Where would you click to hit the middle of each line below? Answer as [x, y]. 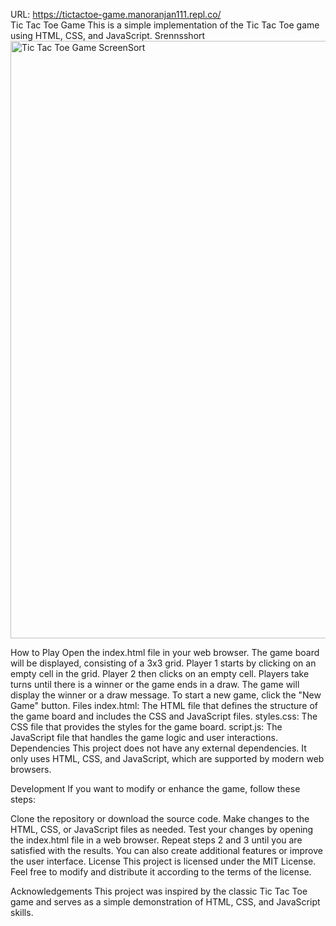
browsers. [31, 769]
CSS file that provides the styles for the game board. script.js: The [146, 727]
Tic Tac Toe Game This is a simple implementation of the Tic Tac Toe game [165, 25]
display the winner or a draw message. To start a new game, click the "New [166, 695]
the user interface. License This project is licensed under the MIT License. [163, 861]
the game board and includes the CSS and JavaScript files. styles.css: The [164, 716]
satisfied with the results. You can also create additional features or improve [166, 850]
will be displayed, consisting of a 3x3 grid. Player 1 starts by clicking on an [163, 663]
